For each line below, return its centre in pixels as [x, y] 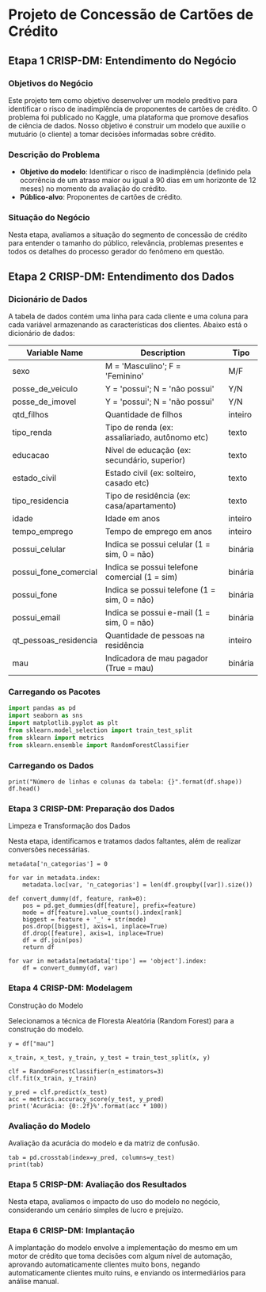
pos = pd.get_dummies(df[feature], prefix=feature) [109, 906]
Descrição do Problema [54, 154]
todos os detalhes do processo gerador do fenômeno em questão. [116, 252]
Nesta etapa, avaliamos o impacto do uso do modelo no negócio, [114, 1202]
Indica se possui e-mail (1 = [158, 613]
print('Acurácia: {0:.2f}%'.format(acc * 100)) [88, 1106]
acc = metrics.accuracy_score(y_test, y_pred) [86, 1099]
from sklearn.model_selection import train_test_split [101, 730]
